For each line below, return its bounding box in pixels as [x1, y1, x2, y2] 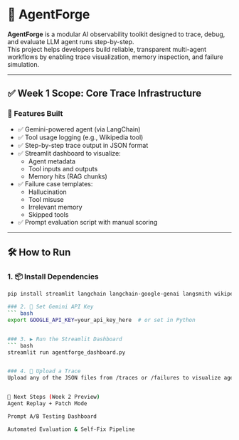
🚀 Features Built [7, 109, 63, 119]
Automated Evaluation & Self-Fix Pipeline [7, 426, 135, 433]
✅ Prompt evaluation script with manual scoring [17, 218, 158, 226]
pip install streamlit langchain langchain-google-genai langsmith [7, 291, 212, 298]
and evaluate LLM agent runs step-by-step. [7, 37, 134, 45]
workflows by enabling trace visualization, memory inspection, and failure [7, 53, 223, 61]
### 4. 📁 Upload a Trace [7, 367, 81, 375]
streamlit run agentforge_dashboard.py [7, 348, 126, 356]
